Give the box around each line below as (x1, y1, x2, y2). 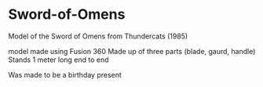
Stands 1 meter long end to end (8, 55, 109, 64)
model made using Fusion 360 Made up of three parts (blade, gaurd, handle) (8, 46, 256, 56)
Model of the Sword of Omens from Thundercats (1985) (8, 31, 188, 41)
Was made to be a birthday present (8, 70, 122, 79)
